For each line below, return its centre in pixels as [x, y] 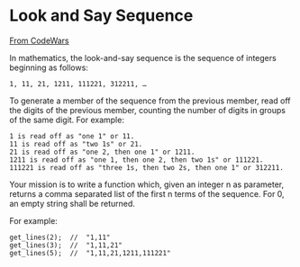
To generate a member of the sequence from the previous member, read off [150, 101]
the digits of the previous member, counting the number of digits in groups [148, 110]
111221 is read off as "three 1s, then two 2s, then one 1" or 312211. [146, 167]
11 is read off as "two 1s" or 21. [76, 144]
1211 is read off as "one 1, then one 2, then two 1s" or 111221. [136, 160]
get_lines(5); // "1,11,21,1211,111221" [90, 253]
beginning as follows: [49, 67]
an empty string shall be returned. [72, 203]
